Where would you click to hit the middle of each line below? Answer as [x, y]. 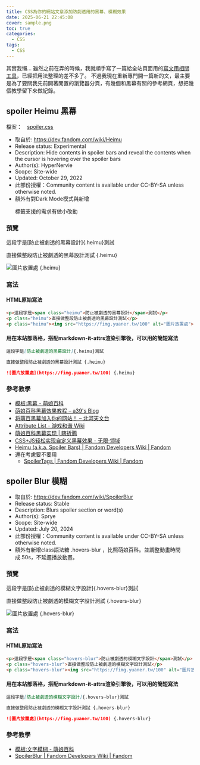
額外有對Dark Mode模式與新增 [52, 199]
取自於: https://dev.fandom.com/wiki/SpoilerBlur [74, 497]
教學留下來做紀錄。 [35, 91]
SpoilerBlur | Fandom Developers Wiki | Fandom [74, 755]
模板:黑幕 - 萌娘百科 [39, 403]
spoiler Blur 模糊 [37, 481]
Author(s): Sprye [35, 516]
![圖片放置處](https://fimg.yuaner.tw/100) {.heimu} [71, 373]
